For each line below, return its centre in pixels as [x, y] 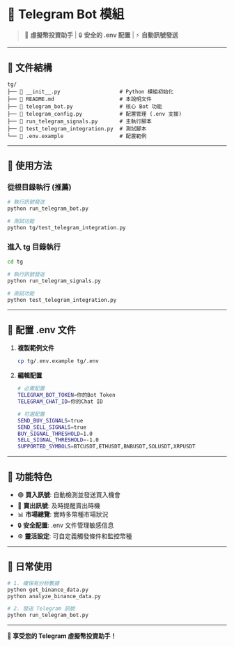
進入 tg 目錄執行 [34, 247]
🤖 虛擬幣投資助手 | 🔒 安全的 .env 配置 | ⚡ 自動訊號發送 [101, 35]
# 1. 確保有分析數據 [33, 583]
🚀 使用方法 [30, 166]
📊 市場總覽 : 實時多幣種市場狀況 [63, 514]
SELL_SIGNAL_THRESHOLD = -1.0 [58, 440]
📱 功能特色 [30, 477]
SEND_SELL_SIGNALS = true [52, 427]
